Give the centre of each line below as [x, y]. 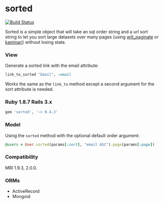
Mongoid [21, 197]
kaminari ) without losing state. [36, 42]
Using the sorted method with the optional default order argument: [72, 135]
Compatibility [22, 157]
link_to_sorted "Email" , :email [38, 75]
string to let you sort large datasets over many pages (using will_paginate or [82, 37]
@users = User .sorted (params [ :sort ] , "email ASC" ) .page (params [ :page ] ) [80, 145]
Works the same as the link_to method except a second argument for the [80, 84]
